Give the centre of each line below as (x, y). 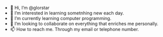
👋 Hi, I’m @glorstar (30, 8)
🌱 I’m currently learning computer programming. (61, 18)
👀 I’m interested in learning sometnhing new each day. (67, 13)
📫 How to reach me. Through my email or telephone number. (74, 29)
